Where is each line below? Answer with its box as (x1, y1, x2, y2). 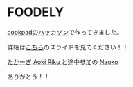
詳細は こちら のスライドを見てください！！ (7, 42, 129, 51)
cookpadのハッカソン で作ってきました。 (7, 28, 123, 36)
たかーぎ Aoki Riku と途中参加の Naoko (7, 57, 118, 66)
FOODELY (7, 4, 64, 20)
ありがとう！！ (7, 72, 50, 81)
